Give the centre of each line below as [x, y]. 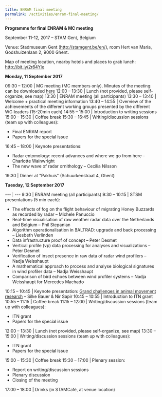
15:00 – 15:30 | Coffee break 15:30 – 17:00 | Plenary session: [65, 360]
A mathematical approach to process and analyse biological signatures [83, 266]
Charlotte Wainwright [33, 161]
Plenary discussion [31, 375]
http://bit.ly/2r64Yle [25, 67]
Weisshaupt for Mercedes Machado [48, 282]
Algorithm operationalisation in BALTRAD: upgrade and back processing [84, 230]
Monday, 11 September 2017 [34, 76]
